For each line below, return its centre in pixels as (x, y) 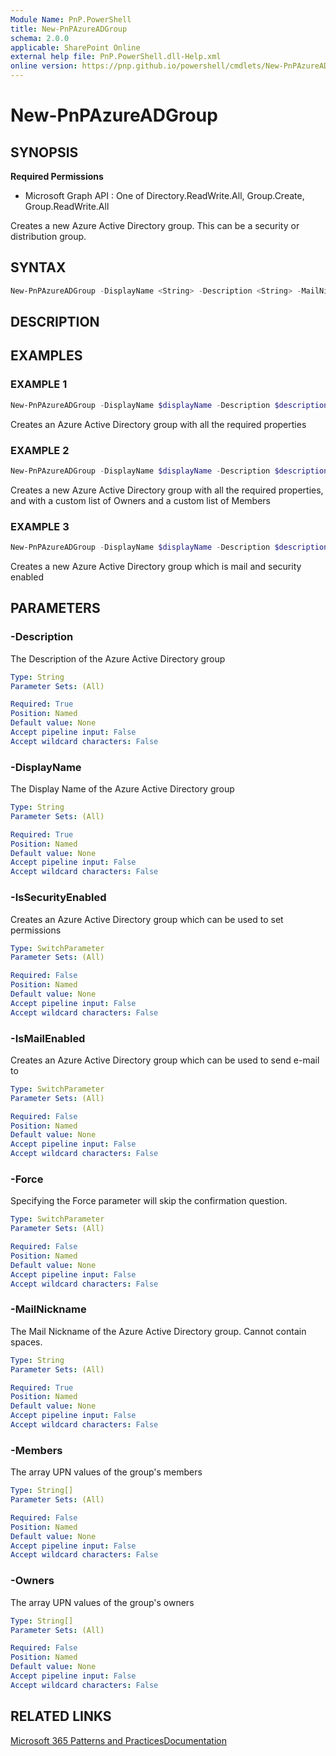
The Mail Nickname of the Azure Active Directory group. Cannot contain (158, 1331)
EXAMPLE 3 (40, 526)
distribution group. (48, 236)
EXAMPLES (46, 356)
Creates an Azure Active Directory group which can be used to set (147, 919)
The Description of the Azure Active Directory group (118, 658)
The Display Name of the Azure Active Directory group (122, 789)
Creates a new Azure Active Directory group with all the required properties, (167, 490)
